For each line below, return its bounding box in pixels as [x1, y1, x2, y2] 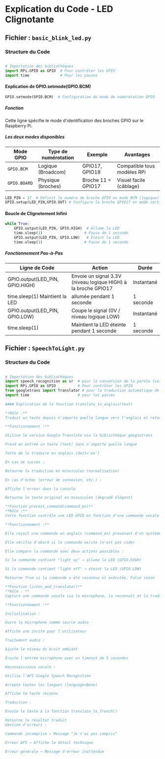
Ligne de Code [19, 264, 55, 271]
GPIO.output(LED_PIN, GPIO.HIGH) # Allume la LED [14, 226, 120, 231]
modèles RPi [117, 168, 146, 175]
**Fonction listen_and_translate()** [5, 584, 82, 589]
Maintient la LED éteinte [71, 321, 126, 328]
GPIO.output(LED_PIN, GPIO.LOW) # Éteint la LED [14, 235, 120, 240]
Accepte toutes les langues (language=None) [5, 682, 98, 687]
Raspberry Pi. [5, 123, 33, 128]
